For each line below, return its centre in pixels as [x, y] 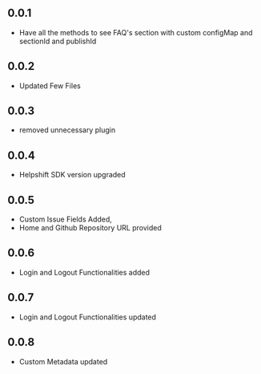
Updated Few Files [50, 85]
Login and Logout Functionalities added [84, 272]
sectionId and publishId [58, 41]
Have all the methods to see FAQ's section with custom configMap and [136, 32]
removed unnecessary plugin [67, 130]
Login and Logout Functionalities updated [88, 317]
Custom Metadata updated [63, 361]
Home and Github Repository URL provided [90, 228]
